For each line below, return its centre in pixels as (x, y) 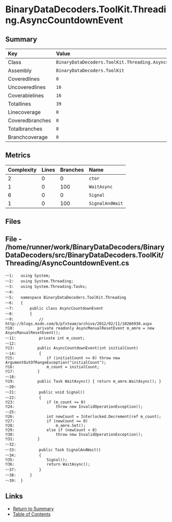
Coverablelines (26, 96)
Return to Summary (33, 509)
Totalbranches (25, 129)
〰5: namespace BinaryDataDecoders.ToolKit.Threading (66, 298)
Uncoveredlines (27, 87)
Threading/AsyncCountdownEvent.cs (67, 263)
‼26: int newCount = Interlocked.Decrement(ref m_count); (83, 417)
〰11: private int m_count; (45, 338)
